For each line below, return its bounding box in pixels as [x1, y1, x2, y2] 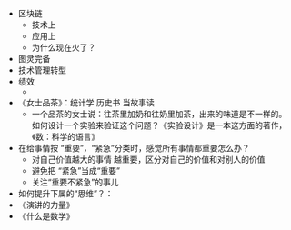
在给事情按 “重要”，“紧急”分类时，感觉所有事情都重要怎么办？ [17, 143, 250, 153]
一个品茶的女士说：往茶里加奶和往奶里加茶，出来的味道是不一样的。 [31, 108, 287, 119]
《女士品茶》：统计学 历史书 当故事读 [17, 97, 155, 107]
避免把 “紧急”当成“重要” [31, 165, 121, 175]
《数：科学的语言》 [31, 131, 100, 142]
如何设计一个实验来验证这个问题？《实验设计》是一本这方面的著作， [31, 120, 287, 130]
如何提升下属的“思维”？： [17, 188, 114, 198]
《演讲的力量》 [17, 199, 75, 210]
